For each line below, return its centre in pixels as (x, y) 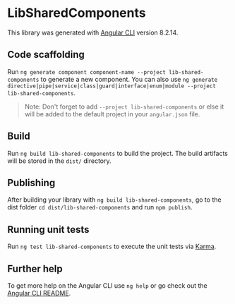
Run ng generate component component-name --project (86, 71)
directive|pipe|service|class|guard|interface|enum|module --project (112, 86)
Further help (35, 268)
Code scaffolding (46, 55)
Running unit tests (48, 230)
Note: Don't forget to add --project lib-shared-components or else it (124, 107)
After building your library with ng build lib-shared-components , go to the (114, 200)
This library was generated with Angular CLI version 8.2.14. (93, 32)
